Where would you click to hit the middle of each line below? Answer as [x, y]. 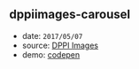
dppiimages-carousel [70, 15]
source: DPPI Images [60, 45]
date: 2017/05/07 [52, 35]
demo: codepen [51, 54]
